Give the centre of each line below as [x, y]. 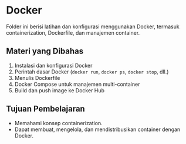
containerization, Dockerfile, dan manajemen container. [73, 32]
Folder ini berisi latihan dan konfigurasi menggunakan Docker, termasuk [93, 26]
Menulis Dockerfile [37, 78]
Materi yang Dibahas [45, 51]
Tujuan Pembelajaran [45, 109]
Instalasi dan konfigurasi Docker [53, 65]
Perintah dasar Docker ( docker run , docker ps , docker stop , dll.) [92, 72]
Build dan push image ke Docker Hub [59, 90]
